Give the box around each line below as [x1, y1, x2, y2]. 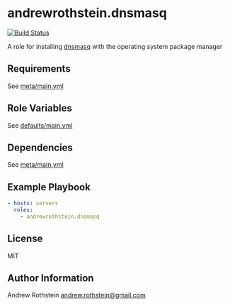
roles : [13, 207, 33, 214]
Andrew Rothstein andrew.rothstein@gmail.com [7, 291, 146, 300]
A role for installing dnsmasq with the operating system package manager [7, 42, 223, 50]
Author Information [7, 272, 94, 285]
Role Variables [7, 102, 72, 114]
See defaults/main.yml [7, 121, 73, 129]
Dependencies [7, 141, 73, 153]
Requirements [7, 62, 71, 75]
